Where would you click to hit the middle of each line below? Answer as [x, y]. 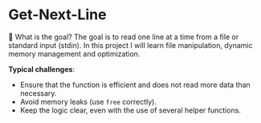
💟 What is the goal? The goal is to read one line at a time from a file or [124, 37]
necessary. [38, 93]
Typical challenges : [41, 69]
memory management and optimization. [74, 54]
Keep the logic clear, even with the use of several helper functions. [130, 110]
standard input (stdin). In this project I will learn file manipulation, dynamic [130, 45]
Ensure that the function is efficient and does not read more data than [135, 85]
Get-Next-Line [57, 15]
